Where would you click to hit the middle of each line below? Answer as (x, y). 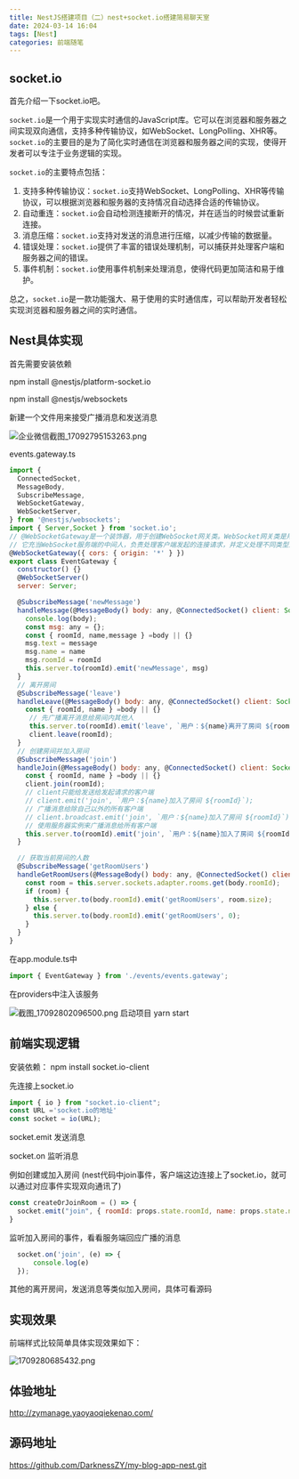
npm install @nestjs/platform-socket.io (80, 381)
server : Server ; (47, 586)
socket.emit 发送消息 (48, 1137)
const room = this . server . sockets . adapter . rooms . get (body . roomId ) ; (153, 883)
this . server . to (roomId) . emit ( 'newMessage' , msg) (117, 668)
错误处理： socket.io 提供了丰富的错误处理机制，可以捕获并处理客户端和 (153, 246)
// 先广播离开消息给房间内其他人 (81, 718)
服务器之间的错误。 (57, 258)
